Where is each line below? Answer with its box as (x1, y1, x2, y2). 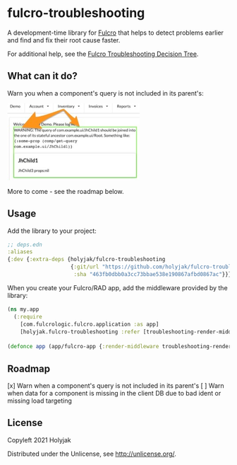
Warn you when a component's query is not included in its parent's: (7, 88, 204, 97)
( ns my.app (7, 306, 39, 313)
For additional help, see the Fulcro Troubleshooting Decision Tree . (7, 50, 199, 58)
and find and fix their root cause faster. (7, 35, 121, 44)
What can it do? (7, 70, 78, 82)
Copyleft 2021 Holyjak (7, 435, 72, 444)
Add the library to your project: (7, 226, 97, 235)
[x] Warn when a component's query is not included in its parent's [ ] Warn (7, 381, 224, 390)
